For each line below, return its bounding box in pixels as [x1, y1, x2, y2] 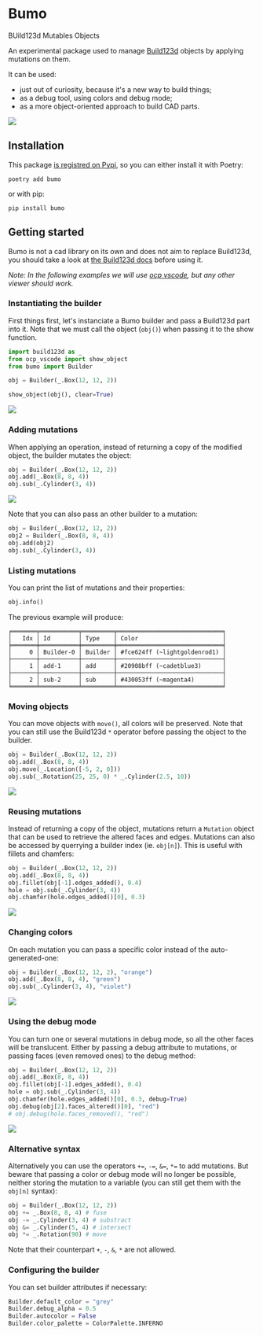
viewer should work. [8, 278, 74, 288]
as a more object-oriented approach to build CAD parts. [19, 101, 200, 111]
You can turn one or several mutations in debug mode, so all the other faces [8, 1034, 254, 1043]
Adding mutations [8, 424, 79, 435]
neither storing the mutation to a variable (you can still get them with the [8, 1178, 242, 1187]
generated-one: [8, 953, 59, 962]
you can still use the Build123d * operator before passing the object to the [8, 727, 247, 736]
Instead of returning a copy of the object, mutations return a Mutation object [8, 824, 254, 833]
